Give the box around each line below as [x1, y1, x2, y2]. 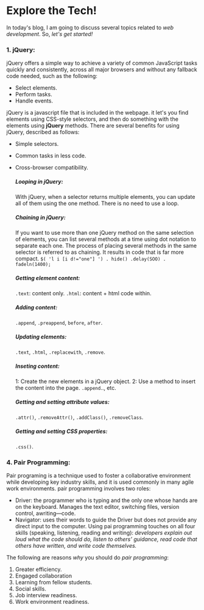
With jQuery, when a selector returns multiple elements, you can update [15, 193, 195, 201]
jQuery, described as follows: [6, 129, 80, 136]
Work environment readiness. [15, 598, 90, 606]
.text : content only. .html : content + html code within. [15, 290, 152, 297]
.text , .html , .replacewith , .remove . [15, 348, 105, 356]
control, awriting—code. [15, 510, 76, 517]
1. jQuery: [6, 45, 35, 54]
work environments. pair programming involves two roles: [6, 485, 151, 492]
